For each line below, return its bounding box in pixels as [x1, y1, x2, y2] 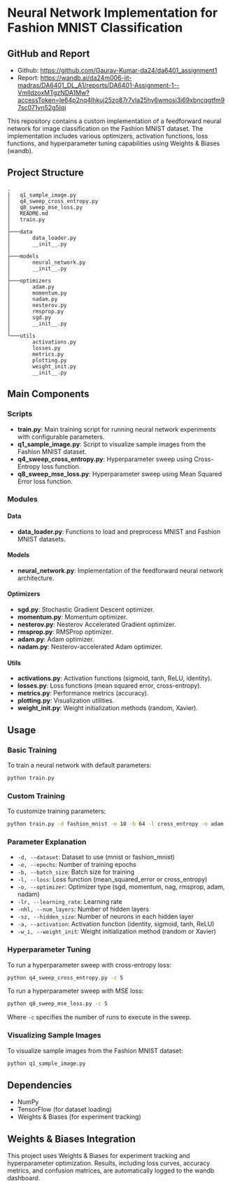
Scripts [7, 409, 33, 419]
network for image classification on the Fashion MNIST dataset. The [7, 125, 204, 132]
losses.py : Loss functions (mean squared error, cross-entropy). [17, 681, 201, 690]
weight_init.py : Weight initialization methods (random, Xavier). [17, 704, 198, 712]
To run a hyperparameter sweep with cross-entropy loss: [7, 961, 171, 969]
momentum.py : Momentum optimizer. [17, 613, 128, 621]
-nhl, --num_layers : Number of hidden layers [17, 905, 149, 914]
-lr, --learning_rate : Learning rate [17, 898, 122, 906]
